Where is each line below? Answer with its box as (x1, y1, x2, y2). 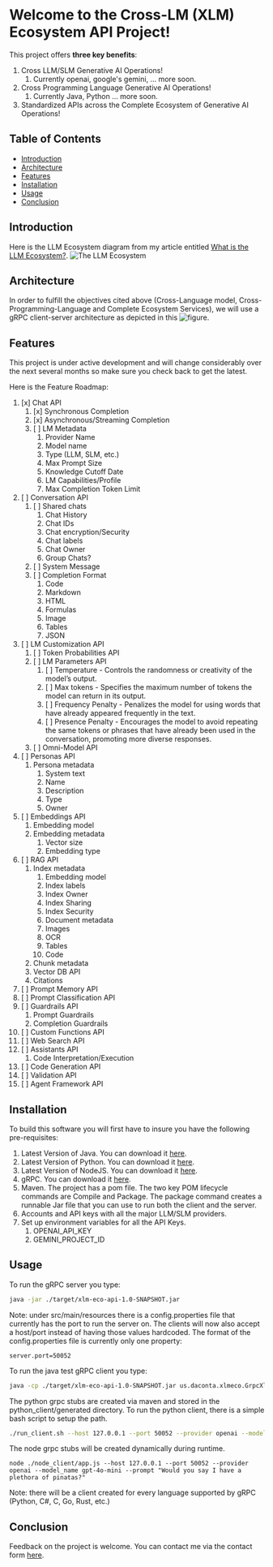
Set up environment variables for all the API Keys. (20, 1217, 186, 1227)
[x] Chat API (20, 398, 62, 407)
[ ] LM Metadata (32, 424, 87, 433)
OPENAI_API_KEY (32, 1226, 92, 1235)
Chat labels (45, 536, 83, 545)
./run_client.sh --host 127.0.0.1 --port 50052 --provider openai (9, 1429, 238, 1437)
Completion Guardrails (32, 1018, 109, 1028)
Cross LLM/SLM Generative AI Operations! (20, 65, 163, 75)
